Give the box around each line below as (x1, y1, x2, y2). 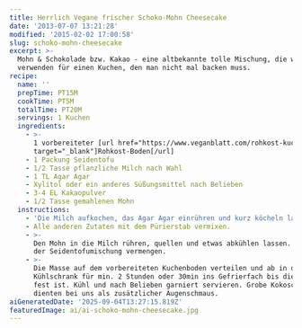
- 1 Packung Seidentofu (25, 155, 115, 164)
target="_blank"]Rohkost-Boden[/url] (32, 146, 175, 155)
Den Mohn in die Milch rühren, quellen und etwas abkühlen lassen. (32, 239, 292, 248)
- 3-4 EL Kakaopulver (25, 189, 106, 198)
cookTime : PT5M (17, 96, 75, 106)
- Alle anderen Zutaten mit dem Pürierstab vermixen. (25, 222, 231, 231)
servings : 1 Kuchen (17, 113, 91, 122)
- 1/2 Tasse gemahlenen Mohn (25, 197, 135, 207)
